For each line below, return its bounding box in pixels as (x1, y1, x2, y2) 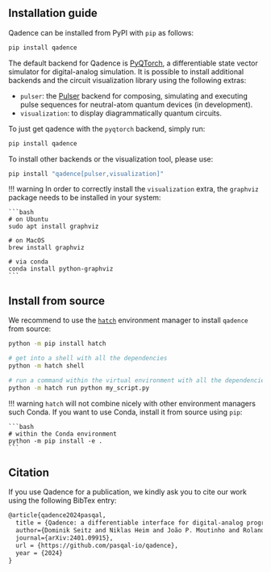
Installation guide (8, 6, 98, 20)
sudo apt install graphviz (8, 222, 99, 231)
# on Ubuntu (8, 216, 48, 224)
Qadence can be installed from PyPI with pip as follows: (8, 27, 194, 37)
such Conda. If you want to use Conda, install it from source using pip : (8, 407, 243, 417)
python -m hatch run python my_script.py (8, 384, 150, 392)
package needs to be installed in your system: (8, 193, 161, 203)
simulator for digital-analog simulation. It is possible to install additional (8, 66, 244, 76)
